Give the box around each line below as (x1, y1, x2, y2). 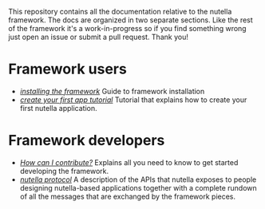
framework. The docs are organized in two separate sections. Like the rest (8, 15, 253, 25)
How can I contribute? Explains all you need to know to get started (19, 157, 239, 167)
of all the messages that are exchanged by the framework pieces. (19, 191, 236, 201)
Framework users (8, 60, 128, 78)
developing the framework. (19, 166, 109, 175)
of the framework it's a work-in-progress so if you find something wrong (8, 24, 247, 33)
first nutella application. (19, 103, 97, 112)
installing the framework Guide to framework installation (19, 86, 205, 96)
